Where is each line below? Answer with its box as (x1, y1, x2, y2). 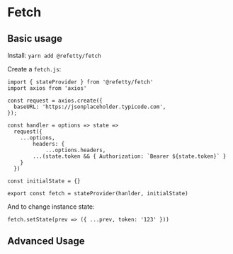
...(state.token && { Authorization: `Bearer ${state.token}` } (33, 153, 227, 160)
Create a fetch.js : (7, 65, 62, 73)
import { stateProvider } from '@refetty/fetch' (7, 79, 154, 86)
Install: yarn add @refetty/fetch (7, 51, 101, 59)
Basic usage (7, 33, 62, 45)
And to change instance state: (7, 202, 95, 211)
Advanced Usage (7, 235, 85, 248)
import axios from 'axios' (7, 85, 87, 92)
